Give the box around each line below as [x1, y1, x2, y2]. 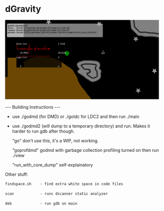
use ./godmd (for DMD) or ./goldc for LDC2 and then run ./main [12, 114, 140, 119]
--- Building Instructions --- [5, 104, 61, 110]
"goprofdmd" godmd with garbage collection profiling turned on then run [12, 147, 159, 153]
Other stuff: [5, 171, 28, 177]
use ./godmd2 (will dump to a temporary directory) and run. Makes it [12, 123, 150, 129]
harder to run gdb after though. [12, 128, 75, 134]
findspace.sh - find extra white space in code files [5, 182, 123, 187]
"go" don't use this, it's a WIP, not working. [12, 138, 99, 144]
